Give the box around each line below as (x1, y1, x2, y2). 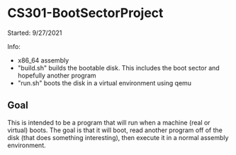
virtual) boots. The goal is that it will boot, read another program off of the (7, 126, 223, 134)
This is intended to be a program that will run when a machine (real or (7, 118, 210, 127)
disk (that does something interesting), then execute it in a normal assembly (7, 133, 229, 141)
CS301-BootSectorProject (7, 5, 164, 21)
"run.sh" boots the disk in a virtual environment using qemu (17, 78, 192, 87)
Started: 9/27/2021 (7, 28, 62, 37)
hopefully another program (17, 71, 97, 80)
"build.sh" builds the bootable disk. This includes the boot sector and (17, 63, 220, 72)
